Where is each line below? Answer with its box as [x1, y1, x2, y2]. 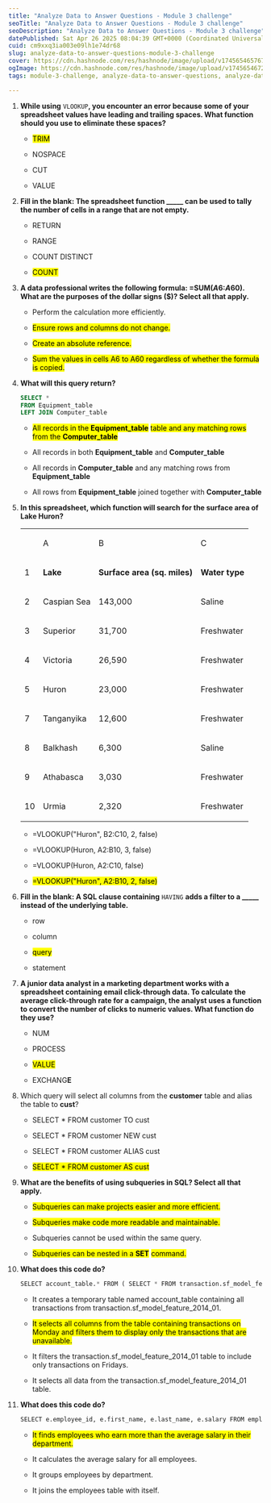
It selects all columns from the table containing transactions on [31, 1319, 241, 1329]
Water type [200, 567, 244, 578]
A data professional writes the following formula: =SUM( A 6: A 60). [19, 283, 245, 293]
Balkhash [43, 743, 78, 754]
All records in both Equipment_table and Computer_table [31, 448, 225, 457]
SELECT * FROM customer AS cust [31, 1162, 150, 1172]
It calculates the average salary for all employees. [31, 1455, 198, 1463]
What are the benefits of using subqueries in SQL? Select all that [19, 1178, 241, 1188]
